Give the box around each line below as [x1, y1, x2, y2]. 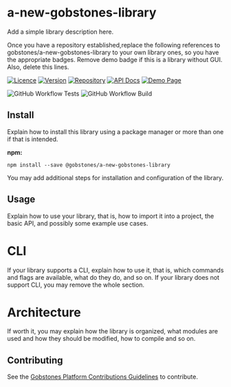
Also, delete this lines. [7, 63, 69, 71]
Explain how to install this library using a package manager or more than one [7, 127, 224, 135]
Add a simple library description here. [7, 27, 114, 36]
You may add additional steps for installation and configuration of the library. [7, 173, 224, 181]
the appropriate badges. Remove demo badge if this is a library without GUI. [7, 55, 223, 63]
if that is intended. [7, 135, 58, 143]
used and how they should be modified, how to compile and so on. [7, 335, 196, 343]
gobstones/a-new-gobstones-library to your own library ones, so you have [7, 48, 219, 56]
